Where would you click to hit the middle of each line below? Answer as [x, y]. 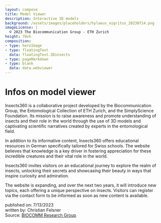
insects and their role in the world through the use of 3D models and [73, 121]
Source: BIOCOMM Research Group [41, 215]
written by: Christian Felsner [33, 210]
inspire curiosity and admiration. [37, 175]
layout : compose [21, 9]
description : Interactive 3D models [42, 18]
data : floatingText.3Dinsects [40, 55]
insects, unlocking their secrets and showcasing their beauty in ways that [78, 171]
